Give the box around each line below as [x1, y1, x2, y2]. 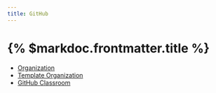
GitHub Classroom [17, 78, 71, 87]
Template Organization [17, 71, 83, 79]
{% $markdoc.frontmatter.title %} [7, 40, 210, 56]
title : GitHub [7, 10, 49, 17]
